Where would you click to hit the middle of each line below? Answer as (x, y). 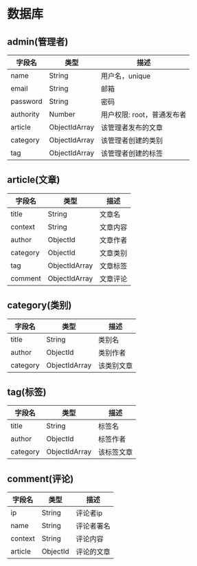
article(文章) (34, 180)
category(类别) (39, 306)
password (26, 101)
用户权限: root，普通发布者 (143, 115)
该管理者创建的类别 (132, 140)
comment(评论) (40, 479)
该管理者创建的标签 (132, 153)
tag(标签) (27, 392)
